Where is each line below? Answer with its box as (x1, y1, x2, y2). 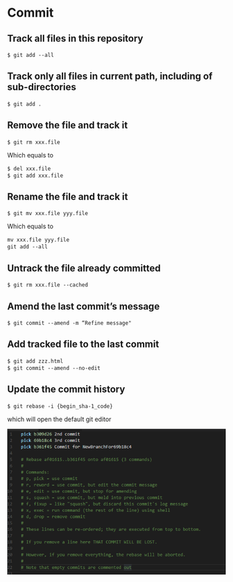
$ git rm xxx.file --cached (7, 282, 89, 289)
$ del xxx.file (7, 165, 51, 172)
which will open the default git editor (7, 415, 112, 423)
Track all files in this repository (7, 33, 144, 44)
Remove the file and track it (7, 119, 128, 131)
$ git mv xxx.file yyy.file (7, 210, 89, 217)
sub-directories (7, 81, 76, 93)
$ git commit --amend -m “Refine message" (7, 320, 132, 327)
